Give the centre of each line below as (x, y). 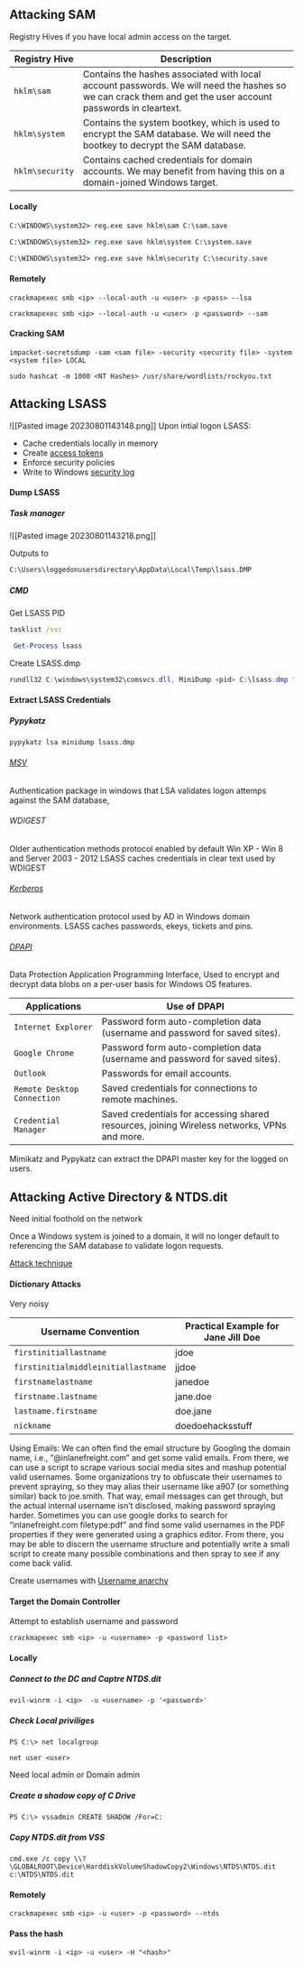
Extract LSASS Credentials (60, 700)
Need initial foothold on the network (76, 1219)
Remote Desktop (46, 1089)
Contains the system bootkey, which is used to (181, 123)
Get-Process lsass (48, 646)
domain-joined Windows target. (150, 182)
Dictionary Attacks (45, 1284)
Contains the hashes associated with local (172, 74)
